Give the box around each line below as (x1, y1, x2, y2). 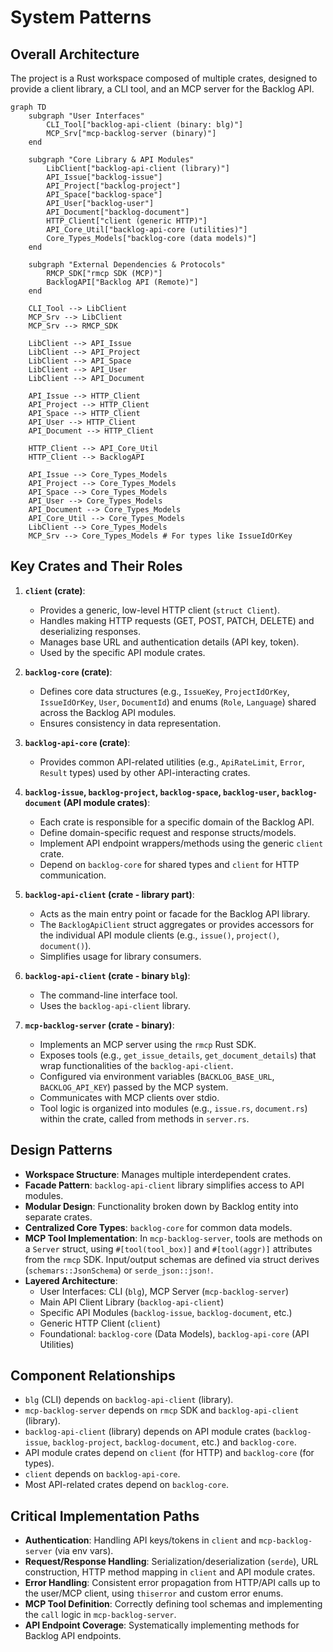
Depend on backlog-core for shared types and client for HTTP (39, 858, 300, 870)
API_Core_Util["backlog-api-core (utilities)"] (46, 225, 248, 235)
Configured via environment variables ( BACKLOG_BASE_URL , (39, 1070, 275, 1082)
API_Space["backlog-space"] (46, 190, 163, 200)
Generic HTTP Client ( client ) (39, 1317, 161, 1329)
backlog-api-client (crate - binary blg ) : (24, 969, 191, 981)
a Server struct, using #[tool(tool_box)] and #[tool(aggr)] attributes (24, 1242, 313, 1255)
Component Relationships (10, 1367, 176, 1385)
